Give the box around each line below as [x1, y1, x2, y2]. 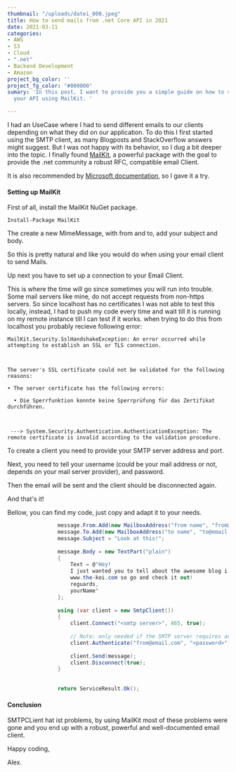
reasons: [7, 373, 33, 380]
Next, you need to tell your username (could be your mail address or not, [7, 460, 218, 469]
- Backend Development [7, 63, 74, 70]
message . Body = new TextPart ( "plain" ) [57, 548, 171, 555]
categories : [7, 30, 42, 37]
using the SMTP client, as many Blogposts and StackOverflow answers [7, 136, 213, 144]
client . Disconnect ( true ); [70, 659, 146, 666]
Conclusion [7, 700, 42, 709]
